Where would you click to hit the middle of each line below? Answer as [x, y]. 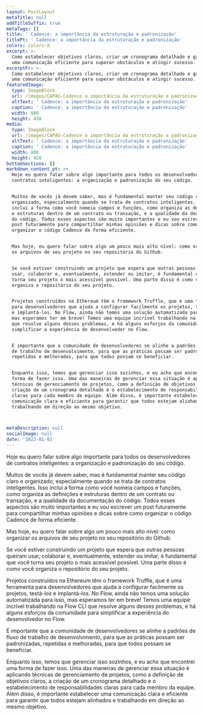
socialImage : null [29, 434]
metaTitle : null [27, 18]
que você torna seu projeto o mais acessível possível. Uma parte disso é [96, 562]
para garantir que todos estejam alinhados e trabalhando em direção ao [95, 700]
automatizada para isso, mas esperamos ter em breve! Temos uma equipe [98, 599]
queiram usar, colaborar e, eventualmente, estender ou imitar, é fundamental [101, 556]
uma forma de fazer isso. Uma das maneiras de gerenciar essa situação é [98, 668]
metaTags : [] [23, 29]
